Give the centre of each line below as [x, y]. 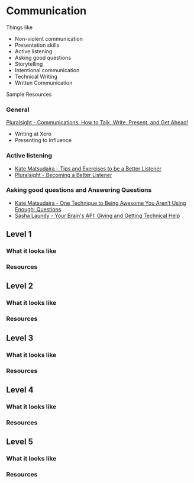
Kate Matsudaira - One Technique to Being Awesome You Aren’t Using [100, 203]
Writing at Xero [33, 134]
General [18, 110]
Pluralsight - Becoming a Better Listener [63, 175]
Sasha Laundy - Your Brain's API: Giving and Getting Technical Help [97, 215]
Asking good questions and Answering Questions [79, 190]
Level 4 [20, 390]
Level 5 [20, 442]
